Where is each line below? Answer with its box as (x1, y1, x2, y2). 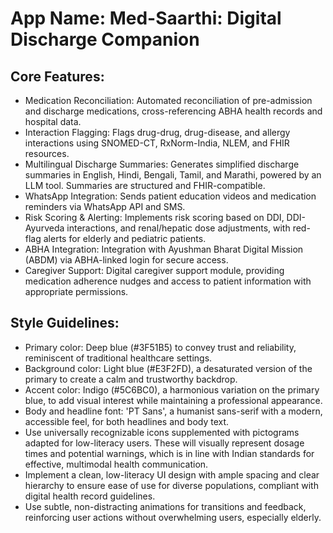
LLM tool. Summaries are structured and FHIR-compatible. (24, 180, 266, 191)
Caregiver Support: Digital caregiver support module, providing (24, 265, 285, 276)
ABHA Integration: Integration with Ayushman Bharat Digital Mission (24, 243, 304, 255)
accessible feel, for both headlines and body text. (24, 415, 230, 427)
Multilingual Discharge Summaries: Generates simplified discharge (24, 158, 300, 170)
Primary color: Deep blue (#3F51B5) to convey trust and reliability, (24, 341, 297, 353)
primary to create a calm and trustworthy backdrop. (24, 373, 238, 385)
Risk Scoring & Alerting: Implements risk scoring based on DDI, (24, 212, 285, 223)
